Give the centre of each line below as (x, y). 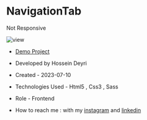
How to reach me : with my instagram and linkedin (78, 110)
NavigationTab (44, 11)
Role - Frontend (35, 98)
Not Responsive (26, 28)
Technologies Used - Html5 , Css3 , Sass (67, 87)
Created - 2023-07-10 (43, 75)
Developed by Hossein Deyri (51, 63)
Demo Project (32, 51)
